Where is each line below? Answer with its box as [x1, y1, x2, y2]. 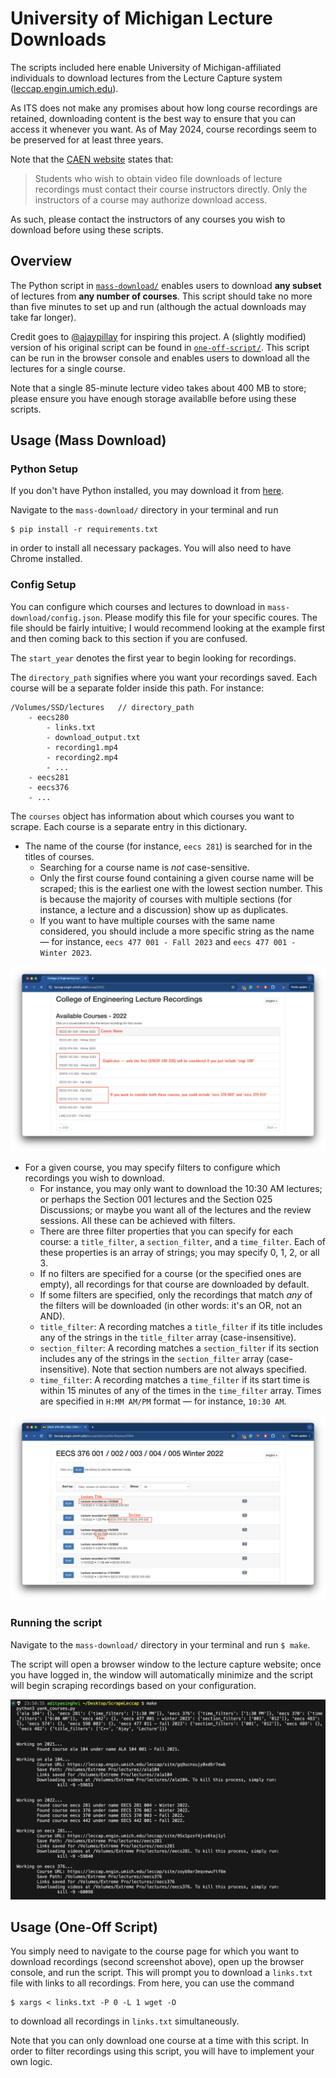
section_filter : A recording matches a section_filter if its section [39, 1342, 319, 1354]
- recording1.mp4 [46, 742, 118, 752]
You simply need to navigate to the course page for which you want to [10, 1945, 300, 1957]
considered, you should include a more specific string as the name [39, 925, 315, 937]
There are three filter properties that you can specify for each [39, 1225, 293, 1237]
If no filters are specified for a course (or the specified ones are [39, 1268, 302, 1280]
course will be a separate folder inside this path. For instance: [10, 682, 265, 694]
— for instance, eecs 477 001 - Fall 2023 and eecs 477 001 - [39, 935, 297, 947]
